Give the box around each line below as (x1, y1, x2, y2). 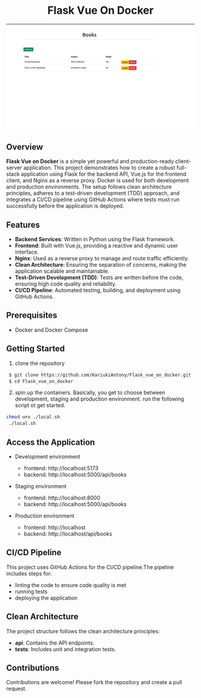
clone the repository (14, 359, 65, 366)
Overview (6, 142, 44, 152)
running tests (14, 588, 48, 595)
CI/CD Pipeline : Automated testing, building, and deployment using (14, 287, 181, 294)
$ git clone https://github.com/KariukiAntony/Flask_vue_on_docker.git (8, 372, 191, 378)
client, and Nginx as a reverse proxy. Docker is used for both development (6, 177, 190, 184)
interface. (14, 248, 39, 255)
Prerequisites (6, 310, 57, 321)
